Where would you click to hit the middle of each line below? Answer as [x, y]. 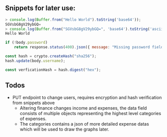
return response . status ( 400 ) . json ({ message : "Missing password [82, 47]
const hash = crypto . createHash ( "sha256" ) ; [51, 56]
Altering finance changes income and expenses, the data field [83, 108]
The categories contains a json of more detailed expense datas [84, 124]
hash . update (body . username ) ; [35, 61]
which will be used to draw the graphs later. [64, 129]
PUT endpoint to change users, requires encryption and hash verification [87, 97]
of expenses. [33, 119]
